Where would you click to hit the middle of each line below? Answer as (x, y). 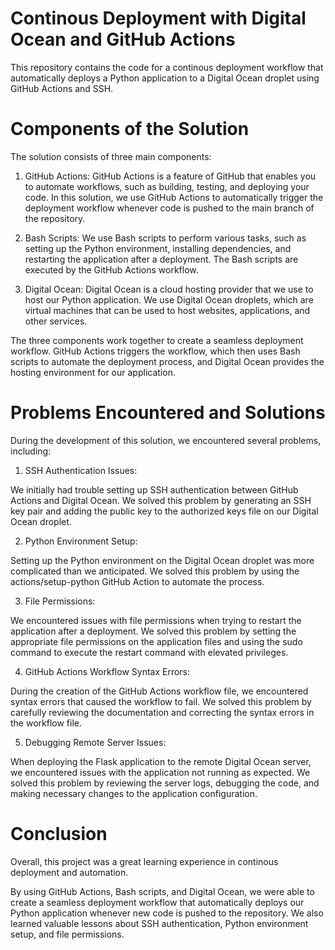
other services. (56, 321)
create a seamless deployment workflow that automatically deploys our (157, 902)
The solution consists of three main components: (111, 156)
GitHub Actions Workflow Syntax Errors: (107, 671)
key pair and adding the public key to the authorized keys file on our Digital (164, 511)
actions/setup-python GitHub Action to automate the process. (137, 581)
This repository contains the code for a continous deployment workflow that (167, 67)
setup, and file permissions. (67, 934)
